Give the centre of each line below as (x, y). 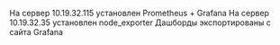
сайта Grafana (36, 32)
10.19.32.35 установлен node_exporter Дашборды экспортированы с (140, 22)
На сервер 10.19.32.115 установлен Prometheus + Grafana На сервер (140, 13)
